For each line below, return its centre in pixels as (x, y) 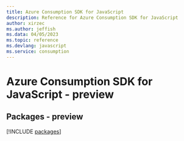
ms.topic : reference (33, 40)
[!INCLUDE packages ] (34, 131)
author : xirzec (26, 23)
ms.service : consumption (38, 52)
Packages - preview (45, 117)
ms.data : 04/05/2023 (33, 35)
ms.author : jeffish (31, 29)
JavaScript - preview (60, 94)
